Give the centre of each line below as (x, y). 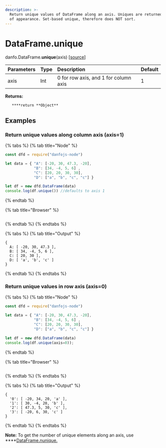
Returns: (14, 96)
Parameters (21, 69)
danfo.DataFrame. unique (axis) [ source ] (45, 57)
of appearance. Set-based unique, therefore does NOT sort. (73, 19)
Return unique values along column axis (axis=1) (65, 134)
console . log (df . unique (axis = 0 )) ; (40, 343)
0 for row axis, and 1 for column (94, 78)
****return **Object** (35, 105)
